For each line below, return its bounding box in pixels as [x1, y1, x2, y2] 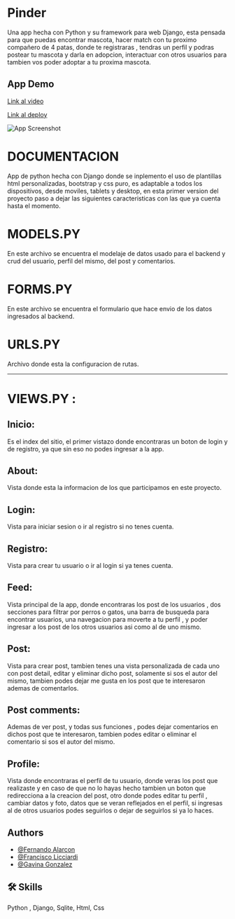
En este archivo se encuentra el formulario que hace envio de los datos [7, 304, 213, 313]
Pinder [7, 5, 47, 21]
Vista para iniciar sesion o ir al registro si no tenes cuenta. [7, 522, 174, 531]
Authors [7, 826, 44, 838]
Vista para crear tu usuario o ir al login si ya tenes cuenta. [7, 561, 173, 569]
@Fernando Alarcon [17, 845, 76, 853]
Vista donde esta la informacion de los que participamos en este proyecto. [7, 484, 222, 492]
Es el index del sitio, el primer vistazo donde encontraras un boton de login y [7, 437, 228, 446]
